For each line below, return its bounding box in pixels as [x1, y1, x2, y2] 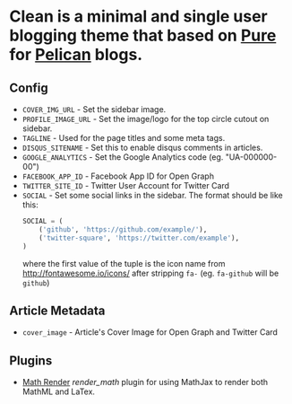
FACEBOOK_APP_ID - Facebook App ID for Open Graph [21, 171, 215, 181]
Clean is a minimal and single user [9, 6, 269, 27]
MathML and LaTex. [21, 386, 96, 397]
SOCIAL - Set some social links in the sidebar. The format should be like [21, 190, 284, 200]
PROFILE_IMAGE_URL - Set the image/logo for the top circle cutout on [21, 114, 270, 124]
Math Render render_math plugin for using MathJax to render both [21, 377, 269, 388]
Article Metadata [9, 303, 106, 318]
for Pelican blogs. [9, 45, 143, 65]
